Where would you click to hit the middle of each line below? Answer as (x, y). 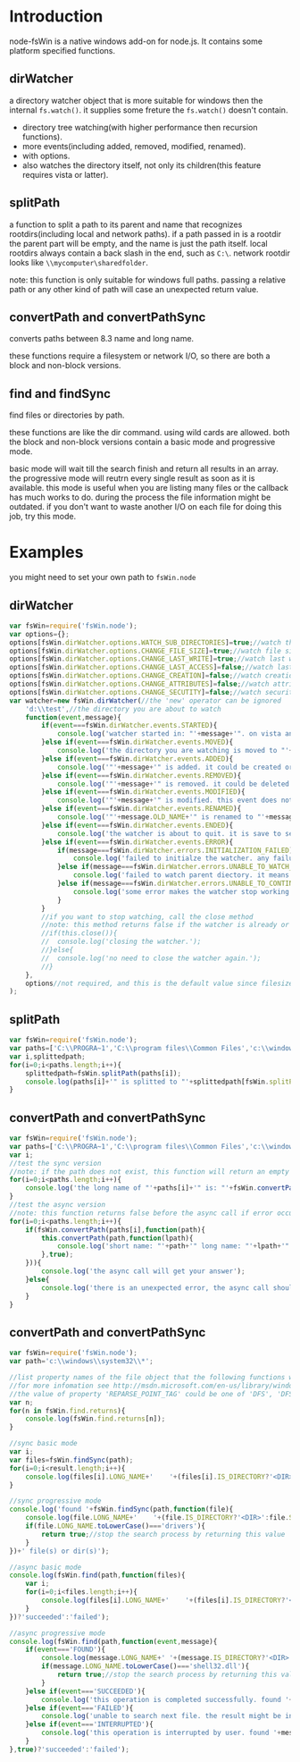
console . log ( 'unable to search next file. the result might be (161, 1716)
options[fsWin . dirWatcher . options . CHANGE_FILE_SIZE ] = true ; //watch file (145, 651)
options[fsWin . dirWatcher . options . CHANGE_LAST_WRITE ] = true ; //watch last (147, 659)
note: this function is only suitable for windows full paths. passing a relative (147, 280)
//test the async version (57, 1205)
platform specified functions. (62, 50)
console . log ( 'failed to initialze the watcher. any (171, 859)
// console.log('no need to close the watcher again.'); (151, 958)
